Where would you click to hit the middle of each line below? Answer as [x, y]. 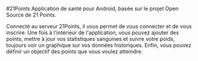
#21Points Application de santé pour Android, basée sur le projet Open [92, 9]
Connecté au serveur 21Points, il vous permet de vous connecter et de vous [99, 26]
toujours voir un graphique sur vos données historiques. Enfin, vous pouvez [99, 45]
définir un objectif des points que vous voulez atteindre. [75, 52]
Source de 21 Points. [31, 15]
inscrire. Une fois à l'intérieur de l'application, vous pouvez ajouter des [93, 33]
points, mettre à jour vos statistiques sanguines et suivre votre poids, [91, 39]
